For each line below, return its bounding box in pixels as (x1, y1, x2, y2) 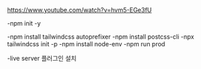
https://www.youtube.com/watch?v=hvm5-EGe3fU (7, 6, 152, 14)
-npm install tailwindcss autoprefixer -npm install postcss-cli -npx (7, 32, 195, 41)
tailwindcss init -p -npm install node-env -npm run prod (7, 40, 166, 48)
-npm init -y (7, 19, 41, 27)
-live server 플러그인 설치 (7, 55, 77, 62)
